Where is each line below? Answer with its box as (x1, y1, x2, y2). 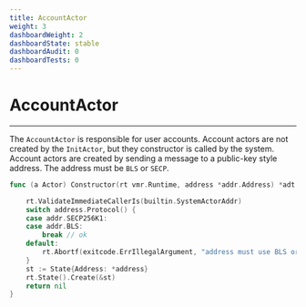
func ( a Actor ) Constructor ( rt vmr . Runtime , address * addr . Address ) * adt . (9, 179, 300, 189)
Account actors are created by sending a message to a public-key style (9, 152, 278, 164)
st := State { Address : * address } (25, 264, 148, 273)
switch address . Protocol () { (25, 205, 137, 214)
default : (25, 239, 59, 249)
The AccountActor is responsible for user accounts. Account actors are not (9, 133, 289, 144)
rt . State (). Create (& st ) (25, 272, 117, 282)
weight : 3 (9, 22, 47, 31)
